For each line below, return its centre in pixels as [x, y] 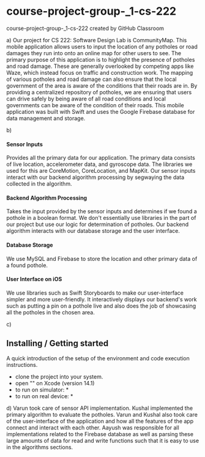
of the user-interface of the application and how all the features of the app [100, 421]
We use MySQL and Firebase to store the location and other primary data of [102, 259]
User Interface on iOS [34, 279]
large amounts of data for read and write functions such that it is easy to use [103, 440]
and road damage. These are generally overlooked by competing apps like [100, 66]
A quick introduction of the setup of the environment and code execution [98, 358]
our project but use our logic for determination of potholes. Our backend [98, 224]
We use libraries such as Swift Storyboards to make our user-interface [95, 293]
